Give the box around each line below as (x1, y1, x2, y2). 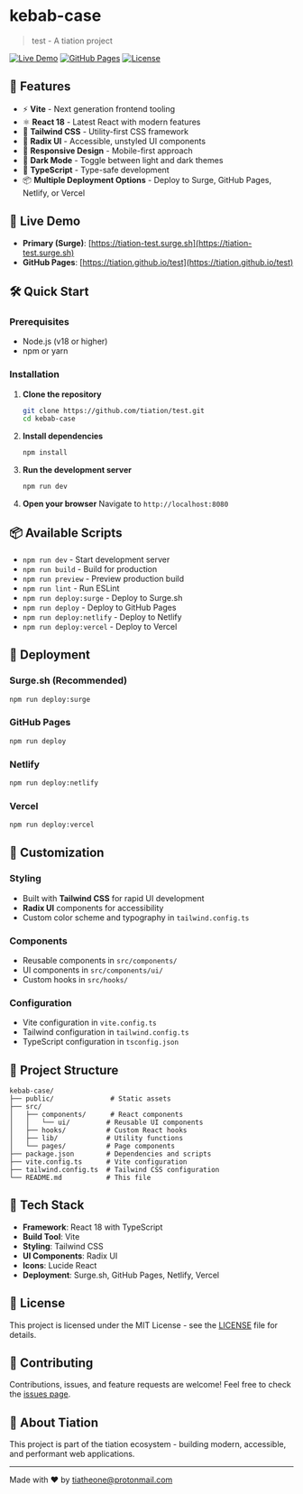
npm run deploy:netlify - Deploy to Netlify (22, 611, 182, 622)
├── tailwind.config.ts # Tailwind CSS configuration (9, 1166, 220, 1175)
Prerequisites (9, 315, 69, 327)
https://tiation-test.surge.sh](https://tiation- (91, 237, 252, 248)
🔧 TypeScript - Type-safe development (22, 164, 170, 175)
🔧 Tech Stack (9, 1197, 85, 1213)
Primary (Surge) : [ (22, 237, 92, 248)
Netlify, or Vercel (22, 187, 86, 198)
